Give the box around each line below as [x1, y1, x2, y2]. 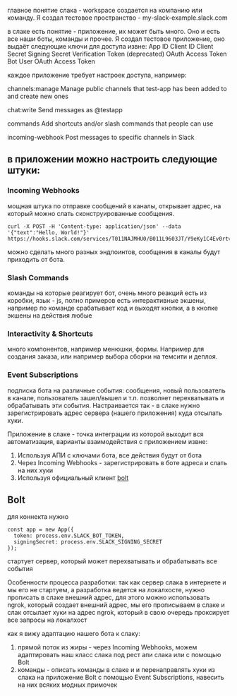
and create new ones [7, 92, 69, 100]
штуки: [7, 164, 41, 176]
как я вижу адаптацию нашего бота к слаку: [7, 630, 141, 638]
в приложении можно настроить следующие [7, 153, 218, 165]
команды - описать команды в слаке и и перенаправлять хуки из [17, 666, 215, 674]
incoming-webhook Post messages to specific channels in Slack [7, 133, 195, 141]
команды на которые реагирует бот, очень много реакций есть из [7, 289, 207, 297]
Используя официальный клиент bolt [17, 473, 129, 482]
